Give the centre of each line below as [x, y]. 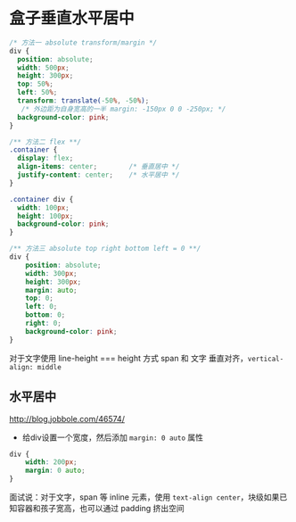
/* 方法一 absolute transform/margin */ [83, 42]
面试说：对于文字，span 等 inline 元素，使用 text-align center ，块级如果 [144, 497]
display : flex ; [45, 158]
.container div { [41, 199]
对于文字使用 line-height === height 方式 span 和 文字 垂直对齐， [128, 358]
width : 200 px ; [51, 462]
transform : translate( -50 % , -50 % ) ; [83, 101]
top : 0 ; [39, 298]
